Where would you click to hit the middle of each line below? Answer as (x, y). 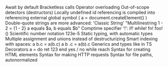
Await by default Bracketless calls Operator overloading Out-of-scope (77, 7)
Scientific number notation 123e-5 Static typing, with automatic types (81, 33)
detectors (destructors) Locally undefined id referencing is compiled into (80, 12)
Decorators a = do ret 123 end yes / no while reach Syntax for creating (78, 49)
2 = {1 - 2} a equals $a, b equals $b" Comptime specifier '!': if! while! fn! (79, 28)
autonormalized (21, 60)
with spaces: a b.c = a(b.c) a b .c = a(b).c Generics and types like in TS (78, 44)
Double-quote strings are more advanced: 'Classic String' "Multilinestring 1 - (84, 23)
